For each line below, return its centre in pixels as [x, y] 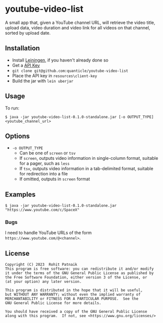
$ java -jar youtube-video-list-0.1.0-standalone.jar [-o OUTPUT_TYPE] [79, 117]
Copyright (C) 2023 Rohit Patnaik [41, 265]
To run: [12, 108]
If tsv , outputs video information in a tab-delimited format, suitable [86, 169]
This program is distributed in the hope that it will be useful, [74, 290]
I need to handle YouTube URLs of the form [48, 233]
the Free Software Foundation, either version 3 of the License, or [76, 278]
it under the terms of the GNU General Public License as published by [79, 273]
